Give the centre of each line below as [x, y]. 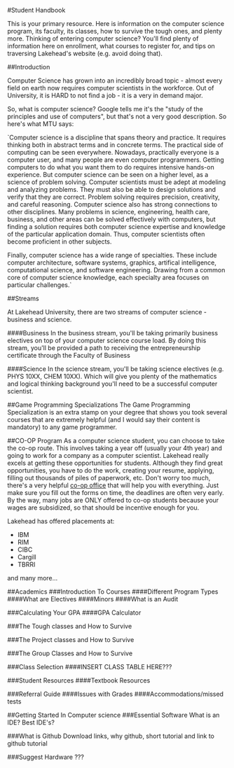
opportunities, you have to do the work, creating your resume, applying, [111, 470]
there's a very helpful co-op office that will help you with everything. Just [113, 485]
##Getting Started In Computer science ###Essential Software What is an [113, 715]
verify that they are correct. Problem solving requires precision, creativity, [114, 197]
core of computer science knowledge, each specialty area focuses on [108, 277]
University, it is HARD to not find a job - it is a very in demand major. [105, 95]
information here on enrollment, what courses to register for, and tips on [111, 46]
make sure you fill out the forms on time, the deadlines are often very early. [116, 493]
